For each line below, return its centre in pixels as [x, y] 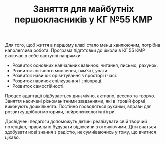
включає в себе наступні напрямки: [43, 56]
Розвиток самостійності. [38, 86]
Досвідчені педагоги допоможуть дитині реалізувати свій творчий [76, 121]
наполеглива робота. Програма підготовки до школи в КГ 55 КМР [75, 50]
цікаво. [13, 137]
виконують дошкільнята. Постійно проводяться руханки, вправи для [78, 107]
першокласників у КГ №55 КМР [83, 20]
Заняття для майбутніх [83, 9]
